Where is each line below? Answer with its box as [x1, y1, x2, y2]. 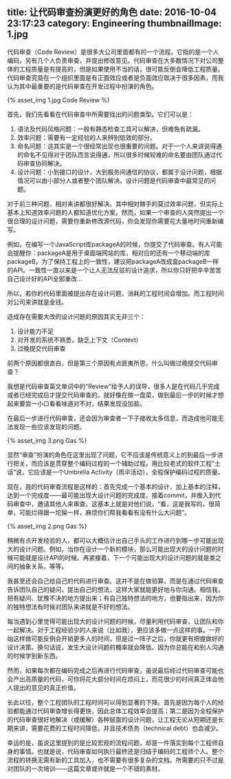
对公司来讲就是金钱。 [7, 298, 67, 306]
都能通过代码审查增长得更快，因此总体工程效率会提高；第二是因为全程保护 [12, 707, 224, 715]
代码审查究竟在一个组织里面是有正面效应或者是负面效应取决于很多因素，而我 [7, 73, 224, 81]
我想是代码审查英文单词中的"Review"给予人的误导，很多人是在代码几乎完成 [7, 382, 220, 391]
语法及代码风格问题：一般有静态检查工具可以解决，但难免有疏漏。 [16, 125, 204, 133]
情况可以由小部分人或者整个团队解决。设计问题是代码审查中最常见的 [16, 176, 210, 185]
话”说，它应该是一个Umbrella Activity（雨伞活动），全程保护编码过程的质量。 [7, 468, 224, 476]
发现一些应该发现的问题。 [12, 422, 86, 430]
